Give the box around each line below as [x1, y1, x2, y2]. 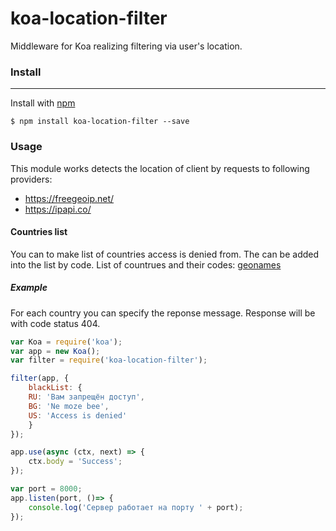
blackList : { [28, 383, 83, 393]
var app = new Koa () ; [10, 346, 101, 356]
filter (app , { [10, 373, 70, 384]
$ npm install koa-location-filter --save [10, 117, 190, 127]
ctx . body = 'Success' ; [28, 457, 123, 467]
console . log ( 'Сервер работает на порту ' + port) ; [28, 502, 244, 512]
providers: [10, 173, 53, 185]
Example [10, 282, 48, 294]
